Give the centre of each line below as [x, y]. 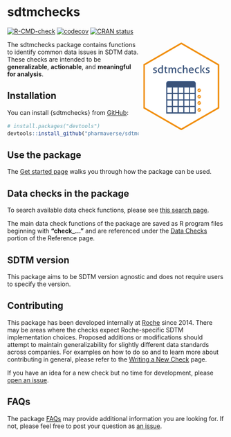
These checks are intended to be [54, 59]
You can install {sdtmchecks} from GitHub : [68, 112]
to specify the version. [39, 284]
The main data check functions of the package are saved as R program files [115, 224]
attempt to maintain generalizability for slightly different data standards [108, 344]
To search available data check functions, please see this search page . [108, 210]
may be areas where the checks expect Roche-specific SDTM [95, 330]
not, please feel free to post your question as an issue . [85, 426]
